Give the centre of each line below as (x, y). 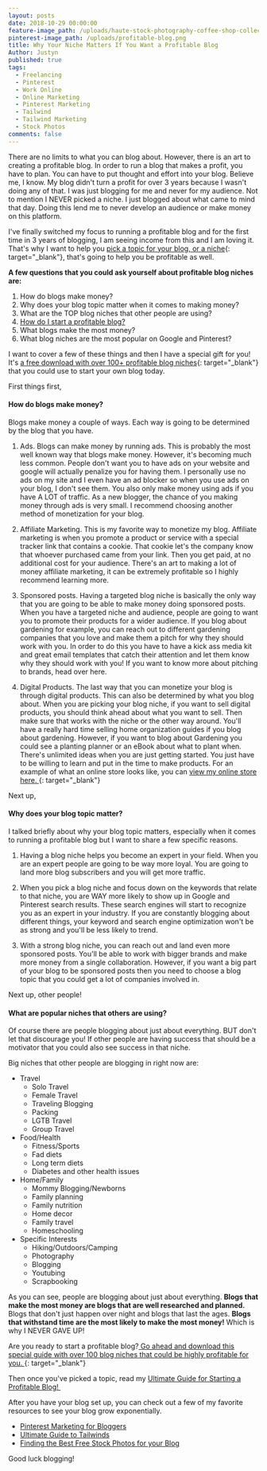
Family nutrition (57, 1205)
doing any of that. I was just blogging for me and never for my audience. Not (133, 190)
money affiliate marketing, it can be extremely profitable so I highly (129, 571)
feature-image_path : (43, 30)
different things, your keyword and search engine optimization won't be (137, 921)
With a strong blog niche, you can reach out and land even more (125, 945)
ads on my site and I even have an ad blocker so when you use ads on (134, 479)
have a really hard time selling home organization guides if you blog (130, 729)
